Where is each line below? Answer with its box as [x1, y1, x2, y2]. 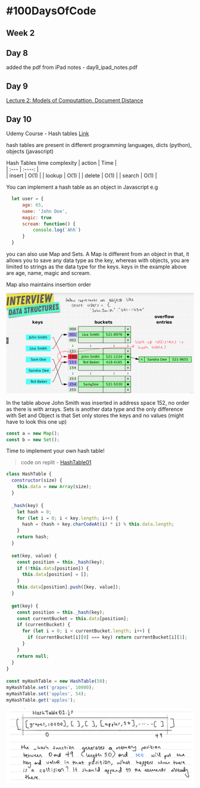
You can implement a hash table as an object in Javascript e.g [6, 183, 158, 191]
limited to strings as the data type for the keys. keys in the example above [6, 263, 187, 270]
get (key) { [11, 603, 39, 609]
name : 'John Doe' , [21, 208, 68, 214]
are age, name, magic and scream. [6, 270, 91, 277]
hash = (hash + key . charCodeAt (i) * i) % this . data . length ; [21, 521, 174, 527]
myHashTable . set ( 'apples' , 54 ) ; [6, 691, 86, 697]
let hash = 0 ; [17, 509, 52, 515]
